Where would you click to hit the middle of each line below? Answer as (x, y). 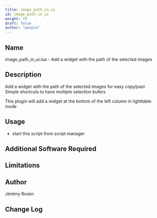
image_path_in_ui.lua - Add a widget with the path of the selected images (79, 59)
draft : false (18, 23)
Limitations (22, 165)
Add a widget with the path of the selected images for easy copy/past (75, 87)
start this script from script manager (48, 133)
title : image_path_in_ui (30, 10)
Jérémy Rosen (20, 194)
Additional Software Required (51, 149)
